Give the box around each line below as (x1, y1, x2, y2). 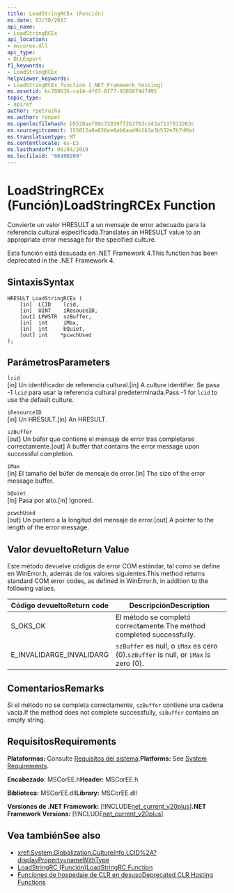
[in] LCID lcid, (19, 301, 79, 308)
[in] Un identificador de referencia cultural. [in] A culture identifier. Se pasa (7, 381, 220, 389)
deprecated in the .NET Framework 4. (7, 256, 115, 265)
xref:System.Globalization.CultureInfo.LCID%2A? (17, 848, 157, 857)
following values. (7, 584, 56, 593)
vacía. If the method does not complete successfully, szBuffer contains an (7, 708, 219, 717)
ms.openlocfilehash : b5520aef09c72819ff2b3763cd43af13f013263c (7, 120, 195, 127)
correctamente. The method (115, 621, 205, 631)
